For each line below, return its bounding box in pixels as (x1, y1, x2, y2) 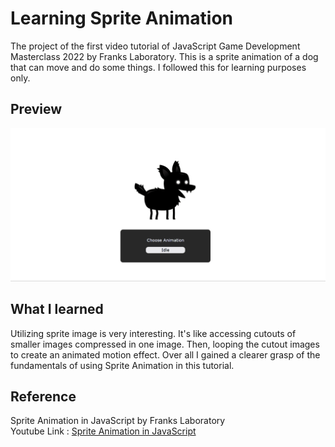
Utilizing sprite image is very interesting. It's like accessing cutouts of (10, 327, 297, 339)
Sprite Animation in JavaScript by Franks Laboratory (10, 415, 226, 427)
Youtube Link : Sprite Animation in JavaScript (10, 425, 197, 437)
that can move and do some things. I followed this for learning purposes (10, 61, 307, 73)
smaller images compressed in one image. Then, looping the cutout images (10, 338, 320, 350)
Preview (10, 101, 63, 118)
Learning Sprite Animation (10, 7, 233, 30)
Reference (10, 388, 77, 406)
